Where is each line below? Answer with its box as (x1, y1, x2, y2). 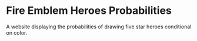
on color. (6, 29, 28, 36)
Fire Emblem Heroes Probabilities (6, 4, 172, 17)
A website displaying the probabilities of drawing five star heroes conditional (6, 23, 192, 30)
